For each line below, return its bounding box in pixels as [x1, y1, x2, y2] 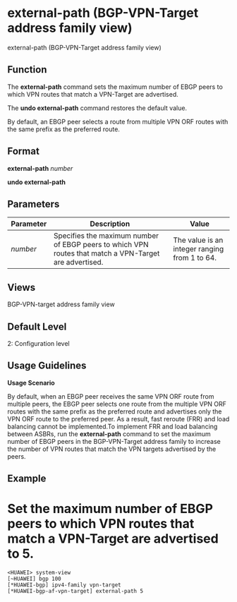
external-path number [7, 164, 73, 172]
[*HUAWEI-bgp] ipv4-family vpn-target [7, 582, 121, 589]
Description [90, 219, 130, 229]
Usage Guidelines [7, 360, 87, 372]
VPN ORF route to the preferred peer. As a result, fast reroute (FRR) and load [7, 414, 230, 423]
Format [7, 145, 40, 157]
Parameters [7, 198, 60, 210]
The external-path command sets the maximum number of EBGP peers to [7, 83, 224, 91]
